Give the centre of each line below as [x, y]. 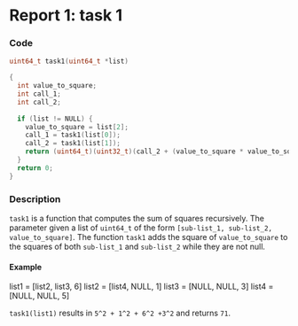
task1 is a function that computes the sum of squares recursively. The [137, 219]
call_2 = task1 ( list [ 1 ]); [73, 144]
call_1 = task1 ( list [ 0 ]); [73, 135]
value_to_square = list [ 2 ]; [77, 127]
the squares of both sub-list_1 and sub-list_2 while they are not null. [137, 247]
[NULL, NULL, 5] [39, 296]
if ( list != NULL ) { [55, 119]
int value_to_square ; [57, 86]
